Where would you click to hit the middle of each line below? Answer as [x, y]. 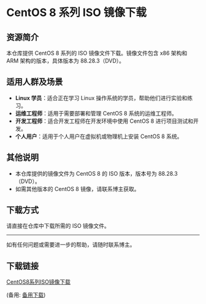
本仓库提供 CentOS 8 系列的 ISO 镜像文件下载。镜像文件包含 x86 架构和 [97, 53]
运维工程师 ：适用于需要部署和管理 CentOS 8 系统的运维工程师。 [96, 113]
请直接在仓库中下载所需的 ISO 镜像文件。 [58, 226]
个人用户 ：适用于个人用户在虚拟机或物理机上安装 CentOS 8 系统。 [99, 136]
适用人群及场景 [35, 82]
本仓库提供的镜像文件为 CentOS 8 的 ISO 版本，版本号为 [86, 173]
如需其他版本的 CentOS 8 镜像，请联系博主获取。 [77, 189]
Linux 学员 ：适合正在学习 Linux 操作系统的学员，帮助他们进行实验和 [101, 98]
